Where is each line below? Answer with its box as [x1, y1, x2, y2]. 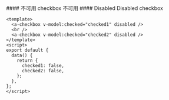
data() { [11, 52, 33, 58]
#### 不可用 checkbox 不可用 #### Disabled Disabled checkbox [6, 5, 164, 12]
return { [16, 58, 38, 64]
